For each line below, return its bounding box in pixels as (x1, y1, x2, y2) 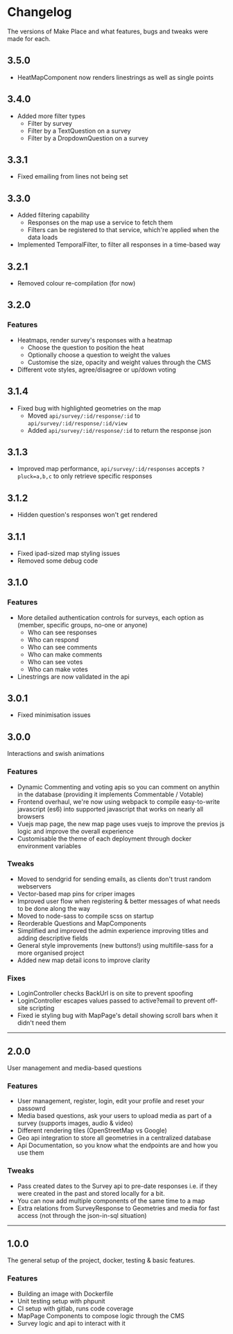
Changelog (7, 4, 72, 20)
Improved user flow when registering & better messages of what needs (17, 897, 221, 905)
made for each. (7, 34, 51, 42)
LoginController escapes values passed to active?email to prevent (17, 996, 206, 1005)
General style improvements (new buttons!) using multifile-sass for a (17, 941, 214, 949)
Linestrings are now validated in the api (17, 672, 130, 681)
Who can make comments (27, 650, 103, 659)
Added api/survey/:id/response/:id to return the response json (27, 426, 212, 434)
